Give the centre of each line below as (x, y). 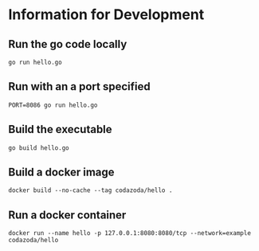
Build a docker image (61, 173)
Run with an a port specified (79, 86)
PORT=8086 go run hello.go (53, 105)
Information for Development (106, 15)
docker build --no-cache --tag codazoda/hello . (90, 190)
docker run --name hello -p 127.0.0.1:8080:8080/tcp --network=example (129, 233)
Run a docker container (67, 215)
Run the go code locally (68, 44)
